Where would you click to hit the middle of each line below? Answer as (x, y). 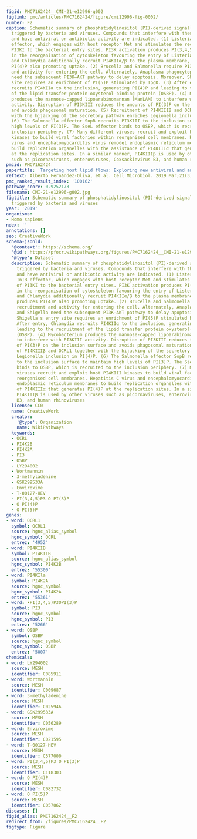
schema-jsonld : (25, 241)
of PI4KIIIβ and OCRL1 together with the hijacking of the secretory (103, 351)
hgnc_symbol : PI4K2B (36, 565)
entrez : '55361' (31, 597)
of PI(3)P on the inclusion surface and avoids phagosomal (90, 346)
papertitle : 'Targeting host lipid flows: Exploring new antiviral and (95, 170)
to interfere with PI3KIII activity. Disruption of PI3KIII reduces (102, 340)
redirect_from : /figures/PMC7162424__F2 (56, 822)
